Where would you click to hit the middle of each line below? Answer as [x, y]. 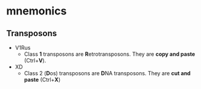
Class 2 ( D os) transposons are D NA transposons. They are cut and [107, 73]
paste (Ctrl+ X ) [42, 80]
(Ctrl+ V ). [35, 60]
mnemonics [37, 11]
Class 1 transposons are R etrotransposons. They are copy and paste [110, 54]
